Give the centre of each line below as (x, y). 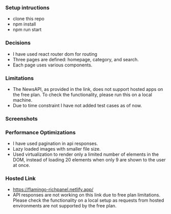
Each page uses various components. (52, 65)
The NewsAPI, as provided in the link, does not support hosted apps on (88, 89)
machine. (23, 100)
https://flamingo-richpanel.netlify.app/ (53, 189)
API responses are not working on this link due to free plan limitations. (87, 195)
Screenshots (22, 118)
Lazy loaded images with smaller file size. (57, 149)
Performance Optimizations (40, 132)
